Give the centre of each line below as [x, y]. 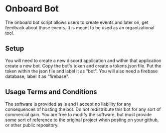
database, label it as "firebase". [37, 76]
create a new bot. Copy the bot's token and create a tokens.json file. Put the [83, 66]
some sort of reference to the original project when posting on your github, [82, 120]
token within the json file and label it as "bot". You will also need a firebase [82, 71]
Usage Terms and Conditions [51, 92]
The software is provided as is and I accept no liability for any [68, 104]
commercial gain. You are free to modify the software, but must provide [79, 114]
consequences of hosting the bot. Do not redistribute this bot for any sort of [83, 109]
